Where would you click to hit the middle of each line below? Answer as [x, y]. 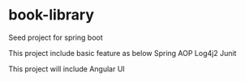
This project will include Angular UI [67, 69]
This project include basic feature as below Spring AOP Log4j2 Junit [122, 53]
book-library [52, 15]
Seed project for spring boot [56, 37]
